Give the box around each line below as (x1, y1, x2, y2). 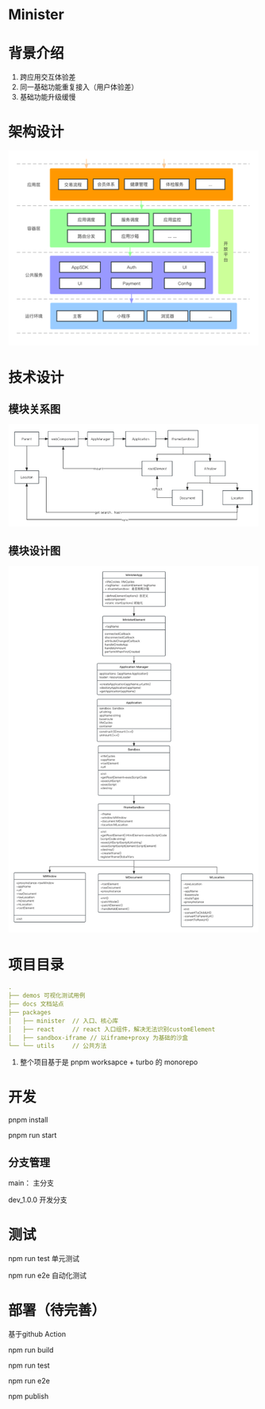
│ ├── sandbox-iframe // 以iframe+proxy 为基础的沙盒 (8, 1033, 189, 1041)
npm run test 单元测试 (8, 1253, 80, 1263)
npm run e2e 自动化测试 (8, 1271, 87, 1280)
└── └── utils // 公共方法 (8, 1042, 107, 1050)
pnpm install (8, 1115, 48, 1125)
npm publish (8, 1391, 49, 1401)
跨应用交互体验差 (19, 72, 76, 82)
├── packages (8, 1008, 52, 1016)
